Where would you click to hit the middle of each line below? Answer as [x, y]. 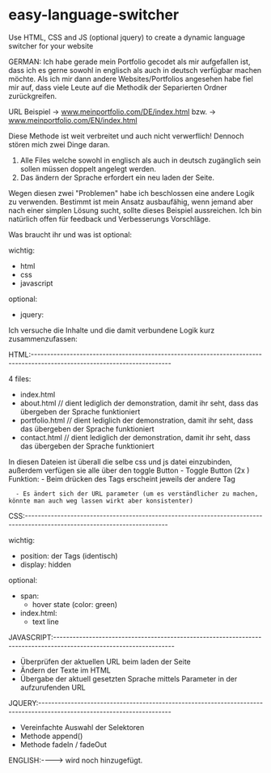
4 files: [20, 379]
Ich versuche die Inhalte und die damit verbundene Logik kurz [112, 330]
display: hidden [45, 564]
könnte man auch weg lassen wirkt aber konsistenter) [101, 501]
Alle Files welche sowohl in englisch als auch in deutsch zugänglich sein [140, 160]
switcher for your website [51, 45]
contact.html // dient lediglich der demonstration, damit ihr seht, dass [135, 437]
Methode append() [51, 736]
